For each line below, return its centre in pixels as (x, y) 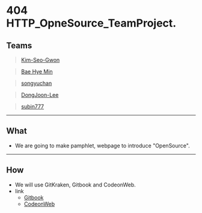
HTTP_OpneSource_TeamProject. (91, 23)
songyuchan (36, 83)
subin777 (32, 106)
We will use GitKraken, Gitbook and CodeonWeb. (75, 185)
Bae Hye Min (37, 72)
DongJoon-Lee (40, 95)
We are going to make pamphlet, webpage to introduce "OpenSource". (103, 146)
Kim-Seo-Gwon (40, 60)
